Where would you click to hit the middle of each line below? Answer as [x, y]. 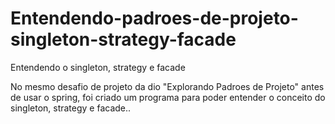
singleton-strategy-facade [123, 39]
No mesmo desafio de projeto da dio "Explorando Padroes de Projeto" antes [167, 86]
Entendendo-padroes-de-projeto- [154, 18]
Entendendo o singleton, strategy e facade [98, 67]
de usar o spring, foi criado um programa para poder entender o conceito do [168, 97]
